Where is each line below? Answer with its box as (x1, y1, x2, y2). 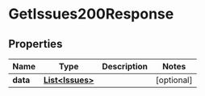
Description (102, 61, 148, 72)
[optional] (155, 74, 193, 86)
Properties (8, 37, 63, 51)
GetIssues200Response (8, 5, 174, 23)
